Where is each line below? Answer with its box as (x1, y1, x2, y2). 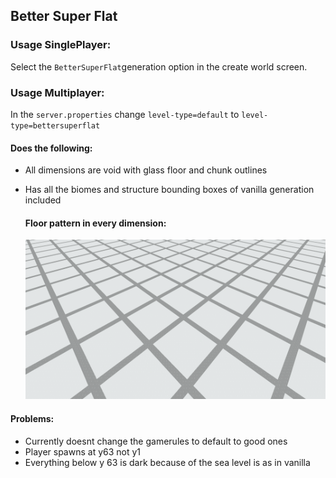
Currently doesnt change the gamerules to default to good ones (24, 435, 288, 447)
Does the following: (10, 142, 93, 154)
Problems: (10, 413, 55, 425)
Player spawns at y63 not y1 (24, 445, 142, 458)
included (24, 194, 62, 206)
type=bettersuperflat (10, 120, 101, 131)
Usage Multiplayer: (10, 85, 105, 99)
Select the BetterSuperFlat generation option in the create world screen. (10, 60, 308, 73)
